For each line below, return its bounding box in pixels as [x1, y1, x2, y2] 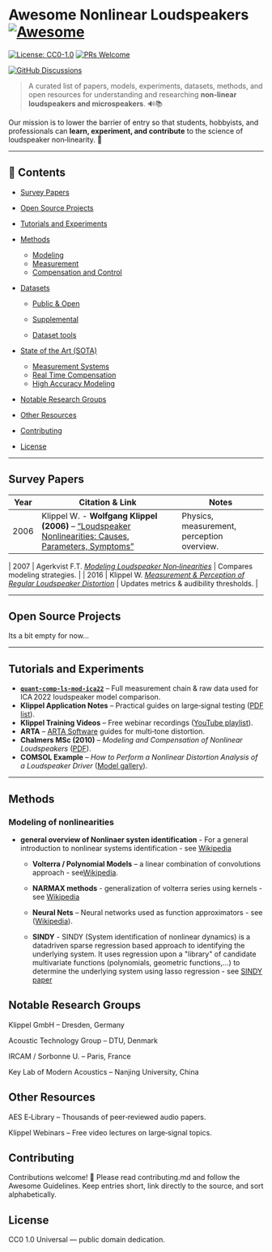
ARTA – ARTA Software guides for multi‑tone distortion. [19, 726, 205, 736]
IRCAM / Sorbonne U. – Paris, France [8, 1051, 131, 1061]
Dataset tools [32, 330, 77, 339]
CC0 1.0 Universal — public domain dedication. [8, 1235, 166, 1245]
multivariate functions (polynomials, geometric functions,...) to [32, 957, 240, 967]
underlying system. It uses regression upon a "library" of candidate [32, 949, 257, 959]
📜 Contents [8, 166, 66, 180]
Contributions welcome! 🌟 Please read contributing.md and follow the [8, 1173, 240, 1182]
